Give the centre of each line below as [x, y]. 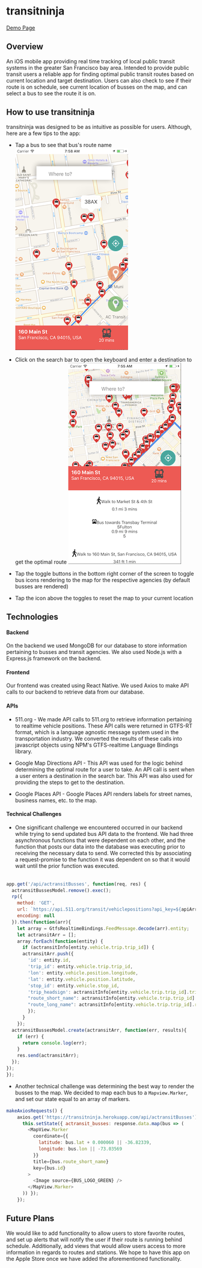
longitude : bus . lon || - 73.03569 [80, 1149]
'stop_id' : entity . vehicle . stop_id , [74, 986]
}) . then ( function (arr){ [41, 922]
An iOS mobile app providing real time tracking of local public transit [91, 61]
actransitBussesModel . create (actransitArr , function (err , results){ [99, 1030]
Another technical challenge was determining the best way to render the [104, 1086]
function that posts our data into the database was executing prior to [100, 846]
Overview [25, 47]
